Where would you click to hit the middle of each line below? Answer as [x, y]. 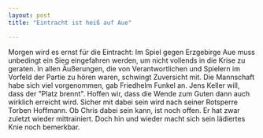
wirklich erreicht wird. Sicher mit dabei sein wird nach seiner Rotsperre [123, 102]
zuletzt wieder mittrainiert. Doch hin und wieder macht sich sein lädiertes [127, 118]
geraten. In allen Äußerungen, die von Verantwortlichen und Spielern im [124, 68]
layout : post [30, 15]
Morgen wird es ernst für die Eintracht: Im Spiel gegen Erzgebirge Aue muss [132, 52]
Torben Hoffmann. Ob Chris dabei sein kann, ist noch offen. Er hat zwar [124, 110]
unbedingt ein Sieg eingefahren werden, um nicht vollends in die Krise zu [127, 60]
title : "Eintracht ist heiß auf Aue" [70, 23]
